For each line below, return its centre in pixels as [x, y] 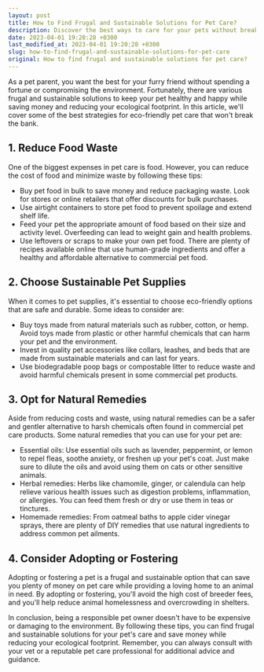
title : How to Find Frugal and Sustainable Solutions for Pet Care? [123, 23]
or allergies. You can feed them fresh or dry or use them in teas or [126, 501]
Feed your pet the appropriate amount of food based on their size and [132, 224]
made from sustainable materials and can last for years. [110, 358]
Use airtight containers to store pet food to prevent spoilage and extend [136, 207]
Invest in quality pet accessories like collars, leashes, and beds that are [135, 350]
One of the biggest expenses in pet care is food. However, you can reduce [128, 167]
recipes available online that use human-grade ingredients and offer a [132, 249]
